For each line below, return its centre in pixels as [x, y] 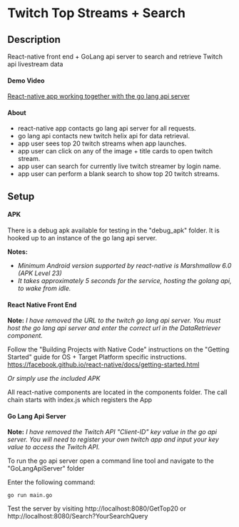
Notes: [18, 252]
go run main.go [30, 496]
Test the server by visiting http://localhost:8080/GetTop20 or [97, 508]
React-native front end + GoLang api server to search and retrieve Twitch [115, 56]
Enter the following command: [51, 482]
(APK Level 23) [40, 273]
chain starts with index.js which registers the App [80, 400]
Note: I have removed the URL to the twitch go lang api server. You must [114, 321]
